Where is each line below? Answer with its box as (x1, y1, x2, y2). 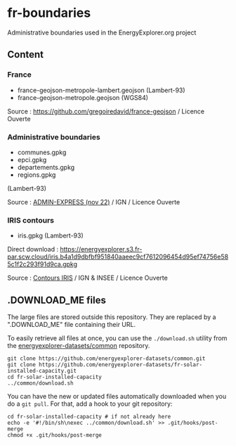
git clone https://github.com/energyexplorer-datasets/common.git (7, 355, 206, 362)
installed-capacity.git (7, 368, 77, 375)
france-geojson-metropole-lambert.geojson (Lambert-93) (17, 86, 185, 94)
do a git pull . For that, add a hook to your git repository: (7, 399, 173, 408)
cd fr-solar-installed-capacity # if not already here (7, 414, 171, 421)
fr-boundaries (7, 5, 91, 21)
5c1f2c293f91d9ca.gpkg (7, 260, 78, 268)
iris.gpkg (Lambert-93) (17, 231, 84, 240)
